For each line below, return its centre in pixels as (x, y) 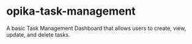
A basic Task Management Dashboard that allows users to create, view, (96, 28)
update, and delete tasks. (38, 34)
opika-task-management (71, 11)
